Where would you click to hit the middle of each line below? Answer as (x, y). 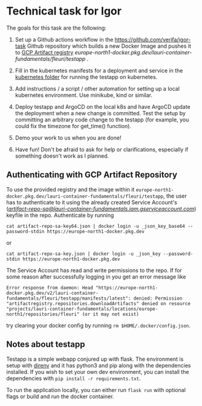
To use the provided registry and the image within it (70, 189)
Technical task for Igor (64, 11)
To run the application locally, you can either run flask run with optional (96, 390)
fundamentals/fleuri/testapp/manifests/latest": (69, 298)
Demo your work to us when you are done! (68, 138)
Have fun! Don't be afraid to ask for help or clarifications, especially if (102, 149)
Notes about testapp (46, 345)
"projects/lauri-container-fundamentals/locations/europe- (82, 309)
